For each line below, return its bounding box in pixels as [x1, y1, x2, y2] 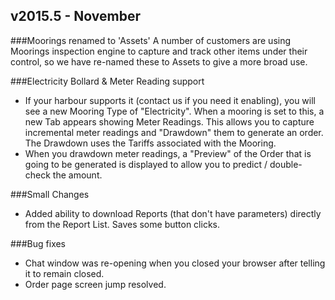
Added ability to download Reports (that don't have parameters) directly [24, 207, 322, 219]
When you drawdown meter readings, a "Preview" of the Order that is [24, 147, 312, 159]
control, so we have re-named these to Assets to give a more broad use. [10, 55, 308, 68]
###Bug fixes [10, 237, 67, 249]
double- [269, 158, 303, 170]
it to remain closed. [24, 267, 105, 279]
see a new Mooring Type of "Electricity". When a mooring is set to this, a [24, 105, 325, 117]
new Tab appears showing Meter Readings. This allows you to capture [24, 115, 315, 128]
